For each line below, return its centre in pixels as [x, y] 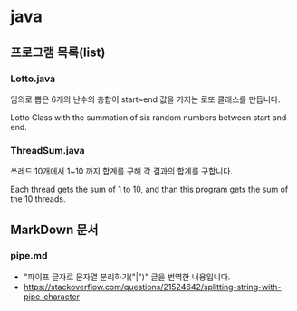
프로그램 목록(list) [58, 52]
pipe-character [52, 297]
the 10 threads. [38, 199]
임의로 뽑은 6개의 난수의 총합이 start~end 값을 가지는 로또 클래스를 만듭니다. [145, 99]
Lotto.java [33, 79]
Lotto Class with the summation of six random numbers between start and [148, 117]
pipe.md [29, 256]
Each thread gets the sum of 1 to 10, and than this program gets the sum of [149, 189]
